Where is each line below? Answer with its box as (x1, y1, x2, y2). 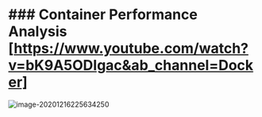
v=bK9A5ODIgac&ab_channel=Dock (8, 57, 254, 75)
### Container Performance (8, 6, 198, 24)
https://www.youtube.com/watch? (13, 40, 249, 57)
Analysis (8, 22, 67, 41)
